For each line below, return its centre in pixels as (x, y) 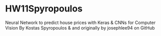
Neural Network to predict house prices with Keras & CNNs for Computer (80, 22)
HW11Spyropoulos (44, 9)
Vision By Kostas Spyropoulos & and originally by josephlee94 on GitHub (80, 27)
